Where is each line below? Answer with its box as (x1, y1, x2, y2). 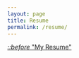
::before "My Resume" (7, 43, 72, 52)
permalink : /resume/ (7, 23, 68, 30)
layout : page (7, 10, 46, 18)
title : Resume (7, 17, 49, 24)
